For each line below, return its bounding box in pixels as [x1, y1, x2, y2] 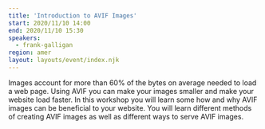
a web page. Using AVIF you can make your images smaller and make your [8, 86, 254, 96]
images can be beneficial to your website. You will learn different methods [8, 103, 252, 112]
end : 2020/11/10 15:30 [8, 26, 84, 34]
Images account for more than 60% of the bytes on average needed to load [8, 77, 257, 88]
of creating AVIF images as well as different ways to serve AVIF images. [8, 111, 244, 121]
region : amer [8, 49, 52, 57]
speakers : [8, 33, 42, 42]
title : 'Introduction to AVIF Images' [8, 11, 137, 20]
